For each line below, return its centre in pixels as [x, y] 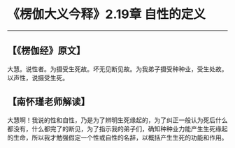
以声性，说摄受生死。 [38, 77]
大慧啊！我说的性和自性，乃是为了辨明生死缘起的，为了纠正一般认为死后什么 [117, 120]
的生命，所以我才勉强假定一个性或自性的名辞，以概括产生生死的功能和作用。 [117, 138]
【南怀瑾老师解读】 [49, 102]
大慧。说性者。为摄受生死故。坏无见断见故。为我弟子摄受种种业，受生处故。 [117, 69]
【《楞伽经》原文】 [47, 51]
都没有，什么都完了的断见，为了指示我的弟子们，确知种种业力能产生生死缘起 [117, 128]
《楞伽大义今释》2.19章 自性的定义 [107, 14]
